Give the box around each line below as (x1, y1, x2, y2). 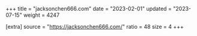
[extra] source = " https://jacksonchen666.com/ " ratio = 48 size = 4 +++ (5, 23, 184, 30)
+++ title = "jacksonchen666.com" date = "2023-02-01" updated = (5, 5, 172, 12)
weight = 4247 (23, 11, 60, 19)
